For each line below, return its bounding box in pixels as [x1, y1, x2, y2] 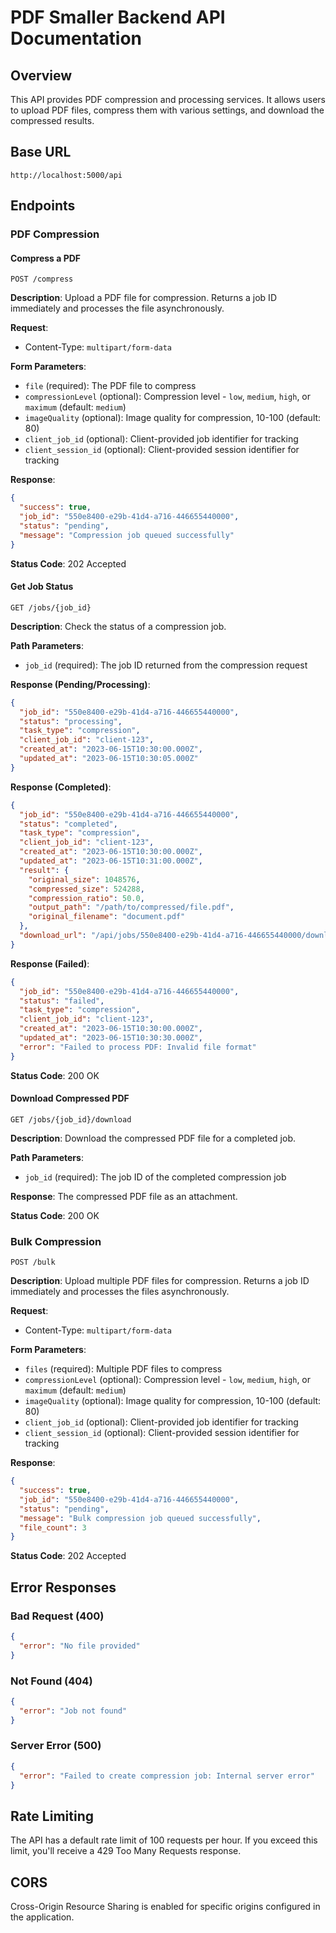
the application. [10, 1911, 75, 1923]
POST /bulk [10, 1257, 56, 1268]
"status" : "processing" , [19, 716, 123, 726]
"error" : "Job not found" [19, 1706, 128, 1716]
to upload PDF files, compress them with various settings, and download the [10, 104, 325, 116]
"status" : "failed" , [19, 996, 105, 1006]
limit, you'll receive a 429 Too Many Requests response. [10, 1845, 242, 1857]
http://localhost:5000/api [10, 170, 123, 180]
